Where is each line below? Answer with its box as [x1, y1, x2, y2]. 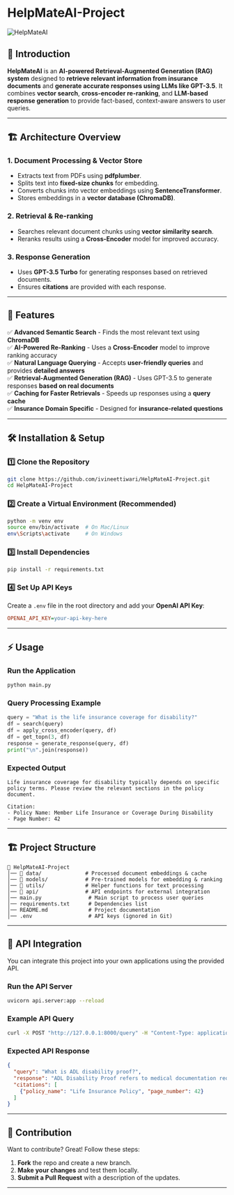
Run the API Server [7, 982, 73, 991]
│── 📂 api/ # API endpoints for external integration [7, 888, 210, 895]
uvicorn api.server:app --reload [7, 997, 104, 1004]
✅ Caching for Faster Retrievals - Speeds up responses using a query [7, 389, 211, 397]
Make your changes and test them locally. [17, 1166, 139, 1175]
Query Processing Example [7, 698, 102, 708]
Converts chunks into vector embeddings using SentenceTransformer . [17, 186, 222, 195]
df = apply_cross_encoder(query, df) [7, 727, 117, 734]
